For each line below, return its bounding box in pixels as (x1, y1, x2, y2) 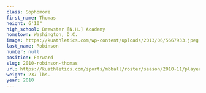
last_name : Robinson (6, 43, 59, 50)
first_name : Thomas (6, 15, 56, 21)
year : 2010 (6, 77, 34, 83)
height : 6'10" (6, 20, 43, 26)
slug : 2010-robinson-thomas (6, 60, 78, 66)
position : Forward (6, 54, 53, 61)
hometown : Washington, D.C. (6, 32, 78, 38)
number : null (6, 49, 40, 55)
